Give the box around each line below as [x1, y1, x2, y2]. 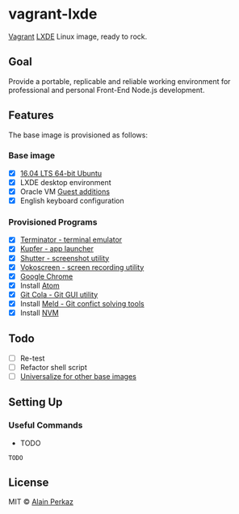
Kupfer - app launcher [19, 244, 94, 254]
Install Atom [19, 280, 60, 290]
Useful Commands [8, 419, 83, 431]
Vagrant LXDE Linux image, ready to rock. [8, 32, 148, 41]
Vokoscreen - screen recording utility [19, 262, 145, 272]
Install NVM [19, 308, 59, 318]
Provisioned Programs [8, 217, 98, 228]
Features [8, 108, 54, 122]
